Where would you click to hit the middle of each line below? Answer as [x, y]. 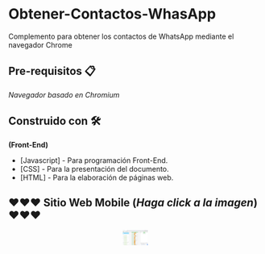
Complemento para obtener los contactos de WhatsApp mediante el [121, 36]
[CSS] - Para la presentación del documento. [94, 169]
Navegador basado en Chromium [64, 94]
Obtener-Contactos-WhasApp [112, 14]
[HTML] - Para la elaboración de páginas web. [97, 177]
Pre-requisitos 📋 [52, 71]
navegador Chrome [40, 44]
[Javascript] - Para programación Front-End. [94, 160]
